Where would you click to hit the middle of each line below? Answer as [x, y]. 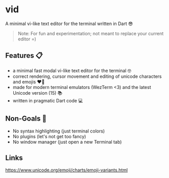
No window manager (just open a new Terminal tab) [67, 142]
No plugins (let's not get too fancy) [49, 136]
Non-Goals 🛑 [26, 119]
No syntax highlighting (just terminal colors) [59, 131]
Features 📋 [24, 55]
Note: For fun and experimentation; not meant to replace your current [91, 33]
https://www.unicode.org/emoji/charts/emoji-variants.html [67, 170]
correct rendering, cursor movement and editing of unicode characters [87, 76]
